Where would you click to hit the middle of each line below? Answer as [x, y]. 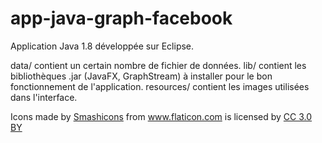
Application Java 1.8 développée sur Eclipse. [102, 46]
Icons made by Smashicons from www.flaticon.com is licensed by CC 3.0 [161, 116]
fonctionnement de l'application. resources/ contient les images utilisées [160, 86]
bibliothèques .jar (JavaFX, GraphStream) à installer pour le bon [141, 76]
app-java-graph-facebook [121, 18]
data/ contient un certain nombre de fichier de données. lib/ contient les [158, 65]
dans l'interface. [44, 97]
